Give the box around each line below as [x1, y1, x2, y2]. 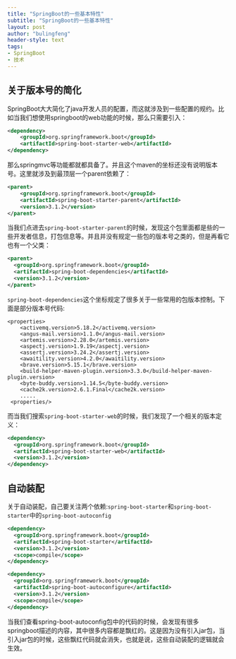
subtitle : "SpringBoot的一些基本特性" [7, 17, 114, 24]
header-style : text [7, 37, 65, 44]
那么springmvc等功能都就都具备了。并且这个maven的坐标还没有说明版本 [7, 160, 218, 170]
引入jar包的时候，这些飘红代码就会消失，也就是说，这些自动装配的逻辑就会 [7, 635, 225, 643]
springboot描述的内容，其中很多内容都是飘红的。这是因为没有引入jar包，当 [7, 626, 225, 634]
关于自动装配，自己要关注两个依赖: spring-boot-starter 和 [7, 502, 175, 511]
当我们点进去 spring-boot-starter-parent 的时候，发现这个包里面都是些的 [7, 223, 220, 232]
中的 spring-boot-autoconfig [29, 511, 111, 519]
